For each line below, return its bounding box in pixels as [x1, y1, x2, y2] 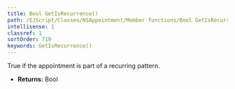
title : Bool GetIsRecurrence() [7, 10, 99, 17]
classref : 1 [7, 29, 42, 37]
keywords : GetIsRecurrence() [7, 42, 92, 49]
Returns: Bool [17, 75, 58, 83]
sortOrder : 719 [7, 36, 52, 43]
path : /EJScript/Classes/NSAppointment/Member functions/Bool [7, 17, 192, 24]
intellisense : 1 [7, 23, 55, 30]
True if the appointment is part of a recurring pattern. [7, 62, 160, 70]
